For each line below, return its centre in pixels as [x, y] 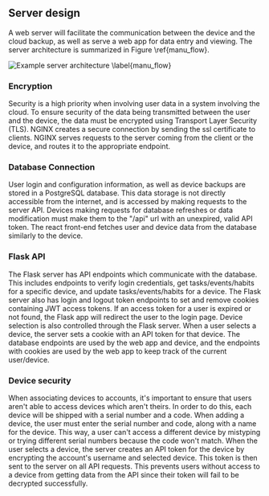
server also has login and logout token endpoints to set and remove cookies [134, 300]
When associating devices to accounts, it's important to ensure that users [130, 398]
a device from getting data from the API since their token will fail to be [124, 475]
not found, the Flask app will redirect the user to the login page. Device [126, 317]
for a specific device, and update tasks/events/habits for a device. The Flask [135, 291]
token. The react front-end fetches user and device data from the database [132, 228]
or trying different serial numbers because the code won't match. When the [133, 441]
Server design [44, 13]
